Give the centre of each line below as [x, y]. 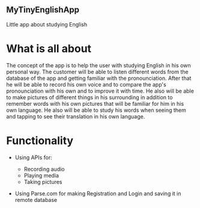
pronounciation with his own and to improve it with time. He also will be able [100, 91]
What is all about [49, 49]
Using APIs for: [33, 157]
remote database [36, 200]
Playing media [41, 175]
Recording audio [44, 169]
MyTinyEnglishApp [43, 10]
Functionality [40, 140]
